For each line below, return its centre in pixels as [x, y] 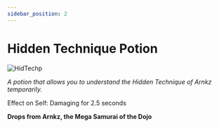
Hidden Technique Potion [82, 48]
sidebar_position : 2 [38, 14]
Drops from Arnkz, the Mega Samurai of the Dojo [80, 116]
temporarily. [25, 89]
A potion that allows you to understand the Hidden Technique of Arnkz [109, 82]
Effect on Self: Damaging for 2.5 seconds [67, 103]
